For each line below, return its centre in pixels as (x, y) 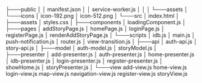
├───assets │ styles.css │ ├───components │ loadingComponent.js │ (96, 22)
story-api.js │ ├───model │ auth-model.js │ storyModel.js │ (82, 48)
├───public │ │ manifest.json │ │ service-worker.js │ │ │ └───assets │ (97, 9)
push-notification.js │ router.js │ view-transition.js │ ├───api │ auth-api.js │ (102, 41)
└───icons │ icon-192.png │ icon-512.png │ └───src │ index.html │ (93, 16)
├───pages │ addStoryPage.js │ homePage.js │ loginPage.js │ (85, 28)
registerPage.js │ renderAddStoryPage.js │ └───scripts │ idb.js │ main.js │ (100, 35)
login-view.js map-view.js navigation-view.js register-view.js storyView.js (97, 74)
